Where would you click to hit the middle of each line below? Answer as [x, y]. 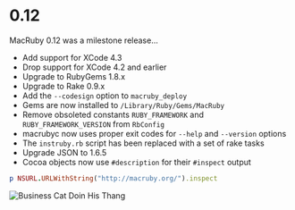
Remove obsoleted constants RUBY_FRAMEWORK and [113, 114]
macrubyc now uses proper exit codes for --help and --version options [154, 133]
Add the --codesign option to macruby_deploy [105, 96]
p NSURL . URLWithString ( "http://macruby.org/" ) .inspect [114, 178]
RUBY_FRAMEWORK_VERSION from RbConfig [93, 124]
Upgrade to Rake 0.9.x [63, 86]
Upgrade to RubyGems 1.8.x [74, 76]
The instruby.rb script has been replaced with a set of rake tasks [143, 143]
